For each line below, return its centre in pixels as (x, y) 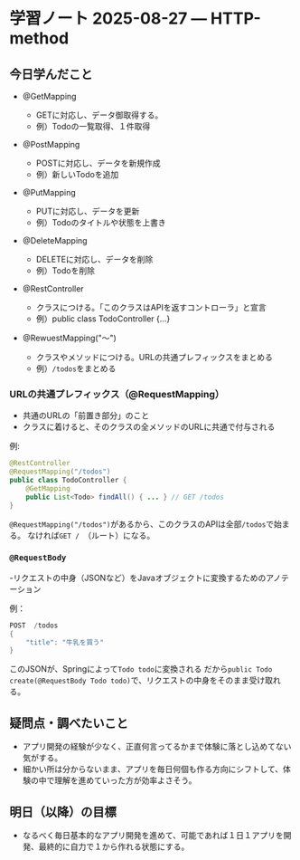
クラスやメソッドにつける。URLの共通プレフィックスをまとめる (154, 357)
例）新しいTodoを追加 (77, 174)
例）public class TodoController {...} (103, 319)
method (39, 38)
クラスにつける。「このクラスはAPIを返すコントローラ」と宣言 (151, 307)
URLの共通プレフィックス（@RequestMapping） (117, 394)
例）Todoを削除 (65, 271)
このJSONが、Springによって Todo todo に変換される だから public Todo (141, 669)
